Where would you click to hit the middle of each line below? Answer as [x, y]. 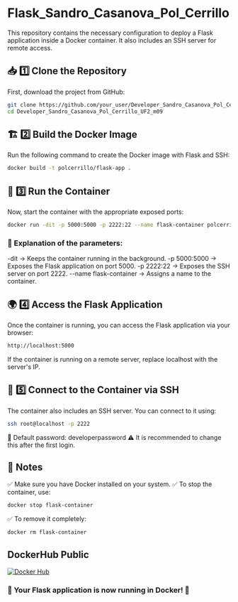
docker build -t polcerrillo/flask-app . [69, 168]
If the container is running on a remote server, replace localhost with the [113, 359]
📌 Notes [25, 467]
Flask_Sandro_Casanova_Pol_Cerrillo [119, 13]
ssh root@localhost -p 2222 [49, 424]
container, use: [29, 493]
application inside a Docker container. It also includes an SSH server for [112, 40]
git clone [22, 104]
